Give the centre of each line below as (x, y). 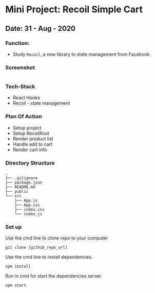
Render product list (33, 139)
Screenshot (20, 67)
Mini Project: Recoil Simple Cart (74, 10)
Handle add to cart (33, 144)
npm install (18, 267)
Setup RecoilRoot (31, 133)
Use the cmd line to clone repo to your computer (57, 238)
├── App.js (26, 201)
